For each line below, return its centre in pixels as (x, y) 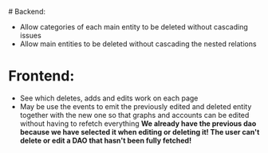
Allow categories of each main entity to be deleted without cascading (134, 27)
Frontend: (41, 76)
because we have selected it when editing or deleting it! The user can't (140, 131)
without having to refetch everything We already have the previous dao (138, 124)
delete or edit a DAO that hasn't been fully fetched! (106, 140)
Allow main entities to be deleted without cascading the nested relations (138, 44)
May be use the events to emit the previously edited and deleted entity (136, 106)
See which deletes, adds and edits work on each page (109, 98)
